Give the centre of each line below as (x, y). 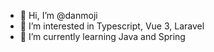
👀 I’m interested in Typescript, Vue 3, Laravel (112, 26)
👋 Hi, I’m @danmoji (58, 15)
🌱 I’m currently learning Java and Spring (102, 36)
